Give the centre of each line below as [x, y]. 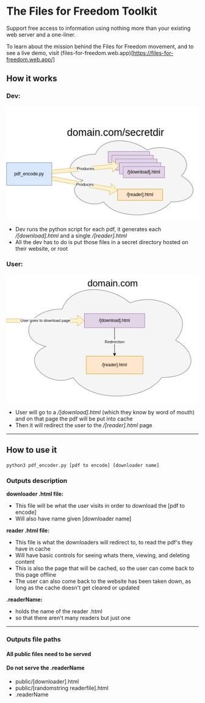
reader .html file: [28, 531]
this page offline [36, 575]
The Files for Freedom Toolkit [82, 11]
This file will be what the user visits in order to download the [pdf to [100, 506]
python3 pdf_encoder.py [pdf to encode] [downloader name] [83, 465]
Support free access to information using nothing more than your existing [99, 28]
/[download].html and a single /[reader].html [71, 236]
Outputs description [37, 480]
